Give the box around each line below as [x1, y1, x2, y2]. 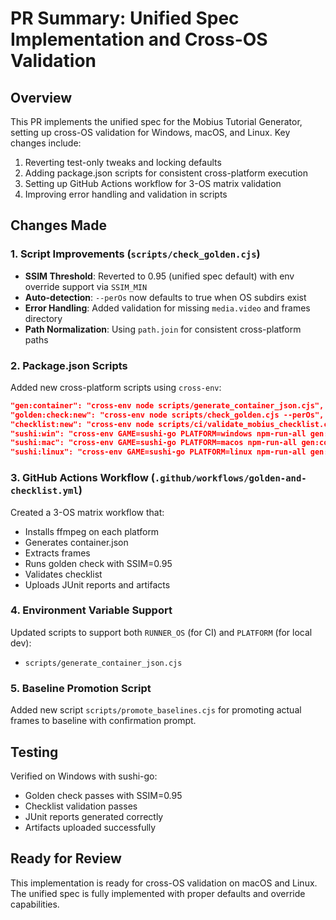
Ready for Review [10, 850, 122, 867]
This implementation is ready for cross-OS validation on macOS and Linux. [10, 877, 318, 889]
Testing [10, 743, 59, 761]
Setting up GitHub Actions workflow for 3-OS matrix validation [24, 178, 282, 189]
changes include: [10, 137, 82, 149]
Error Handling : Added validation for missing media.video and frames [24, 302, 311, 314]
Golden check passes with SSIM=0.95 [24, 789, 183, 801]
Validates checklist [24, 568, 103, 580]
